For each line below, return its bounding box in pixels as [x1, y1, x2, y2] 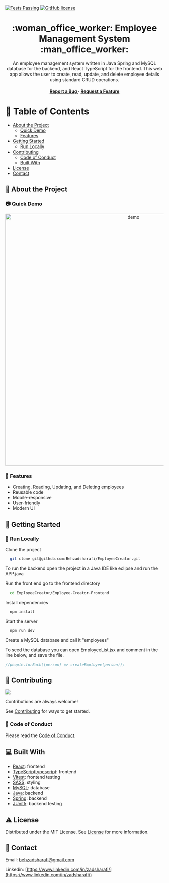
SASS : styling [12, 779, 41, 785]
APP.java [5, 571, 24, 577]
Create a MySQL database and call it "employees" [5, 637, 109, 643]
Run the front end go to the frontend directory [5, 580, 101, 586]
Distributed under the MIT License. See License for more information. [5, 829, 149, 835]
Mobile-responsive [12, 495, 52, 501]
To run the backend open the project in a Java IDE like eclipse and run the [5, 565, 158, 571]
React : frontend [12, 763, 45, 770]
